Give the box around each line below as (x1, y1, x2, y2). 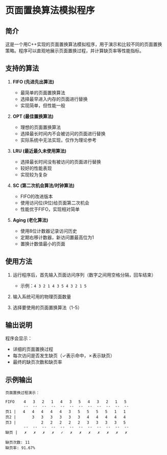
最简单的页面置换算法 (20, 89, 65, 95)
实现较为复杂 (20, 171, 47, 177)
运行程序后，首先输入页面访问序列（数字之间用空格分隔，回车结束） (12, 272, 156, 278)
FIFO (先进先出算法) (12, 78, 55, 85)
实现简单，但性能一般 (20, 102, 65, 108)
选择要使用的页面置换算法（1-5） (12, 304, 83, 311)
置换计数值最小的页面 (20, 240, 65, 246)
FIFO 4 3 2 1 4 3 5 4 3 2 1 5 (5, 399, 127, 405)
